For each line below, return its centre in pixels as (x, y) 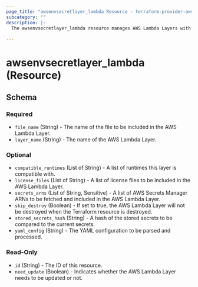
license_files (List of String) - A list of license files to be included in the (102, 180)
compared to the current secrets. (55, 224)
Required (19, 114)
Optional (19, 154)
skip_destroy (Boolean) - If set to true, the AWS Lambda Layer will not (100, 205)
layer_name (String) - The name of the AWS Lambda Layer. (85, 139)
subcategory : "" (26, 17)
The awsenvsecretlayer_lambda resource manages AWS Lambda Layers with (101, 28)
